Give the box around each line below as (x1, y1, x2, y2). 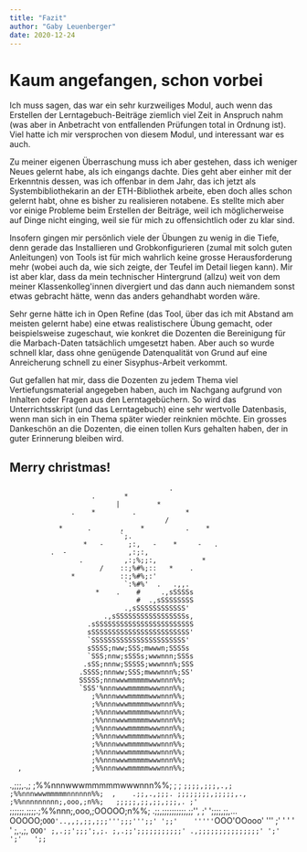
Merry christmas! (9, 459, 111, 475)
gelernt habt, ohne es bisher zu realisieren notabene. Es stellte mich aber (9, 196, 285, 207)
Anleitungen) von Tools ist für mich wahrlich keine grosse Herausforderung (9, 252, 292, 263)
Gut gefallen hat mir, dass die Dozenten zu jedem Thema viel (9, 375, 238, 386)
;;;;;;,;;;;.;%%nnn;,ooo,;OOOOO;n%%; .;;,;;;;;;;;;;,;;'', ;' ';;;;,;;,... (9, 805, 238, 816)
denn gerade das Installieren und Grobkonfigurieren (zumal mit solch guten (9, 242, 292, 253)
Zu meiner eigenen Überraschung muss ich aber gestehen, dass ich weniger (9, 156, 298, 167)
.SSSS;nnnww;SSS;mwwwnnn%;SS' (79, 668, 195, 677)
